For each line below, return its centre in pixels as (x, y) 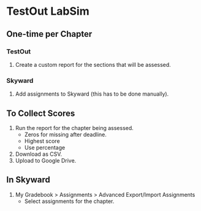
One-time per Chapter (49, 34)
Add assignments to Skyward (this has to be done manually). (92, 94)
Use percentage (45, 147)
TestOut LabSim (48, 11)
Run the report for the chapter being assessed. (74, 128)
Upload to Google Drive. (46, 160)
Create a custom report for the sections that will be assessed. (93, 64)
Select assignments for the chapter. (69, 201)
